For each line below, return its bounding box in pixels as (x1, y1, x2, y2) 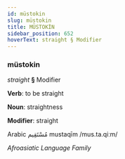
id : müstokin (7, 10, 46, 18)
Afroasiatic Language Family (7, 144, 91, 152)
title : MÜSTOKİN (7, 23, 55, 30)
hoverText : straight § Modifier (7, 37, 102, 44)
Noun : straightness (7, 103, 63, 111)
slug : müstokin (7, 17, 52, 24)
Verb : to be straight (7, 89, 65, 98)
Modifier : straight (7, 117, 58, 125)
